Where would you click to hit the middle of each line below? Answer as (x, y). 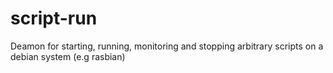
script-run (54, 18)
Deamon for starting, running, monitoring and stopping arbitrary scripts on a (167, 46)
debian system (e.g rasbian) (68, 56)
